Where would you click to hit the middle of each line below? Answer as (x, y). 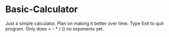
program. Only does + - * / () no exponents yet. (55, 28)
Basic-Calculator (42, 9)
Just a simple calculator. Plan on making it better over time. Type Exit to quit (84, 23)
